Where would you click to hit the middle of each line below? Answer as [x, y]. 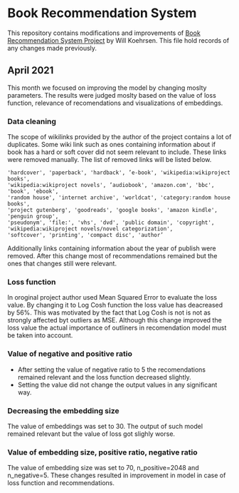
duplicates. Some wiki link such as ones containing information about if [111, 145]
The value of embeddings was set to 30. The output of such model [105, 426]
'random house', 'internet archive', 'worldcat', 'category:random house [119, 198]
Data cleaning [32, 121]
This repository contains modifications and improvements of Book [104, 33]
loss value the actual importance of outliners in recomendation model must [117, 328]
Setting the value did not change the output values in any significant [117, 385]
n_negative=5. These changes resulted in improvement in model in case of [117, 475]
